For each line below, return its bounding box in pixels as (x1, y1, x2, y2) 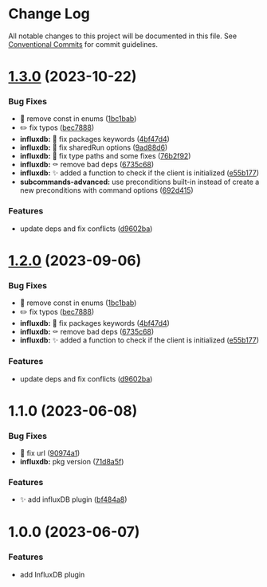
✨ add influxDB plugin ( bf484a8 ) (19, 495, 128, 504)
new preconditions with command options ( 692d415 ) (19, 186, 194, 195)
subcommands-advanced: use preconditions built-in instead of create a (19, 177, 260, 187)
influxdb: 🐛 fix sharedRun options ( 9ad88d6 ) (19, 143, 168, 152)
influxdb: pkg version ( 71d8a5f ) (19, 456, 124, 466)
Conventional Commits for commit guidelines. (8, 39, 158, 49)
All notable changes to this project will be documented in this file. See (8, 31, 238, 41)
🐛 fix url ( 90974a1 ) (19, 448, 80, 458)
